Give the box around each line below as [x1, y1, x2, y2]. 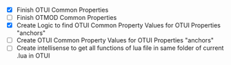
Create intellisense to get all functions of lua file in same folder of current [16, 44, 224, 52]
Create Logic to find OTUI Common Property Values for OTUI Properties [16, 21, 221, 29]
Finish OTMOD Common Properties [16, 14, 117, 22]
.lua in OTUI [16, 51, 50, 60]
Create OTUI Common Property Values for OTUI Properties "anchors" [16, 36, 214, 44]
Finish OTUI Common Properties [16, 6, 109, 14]
